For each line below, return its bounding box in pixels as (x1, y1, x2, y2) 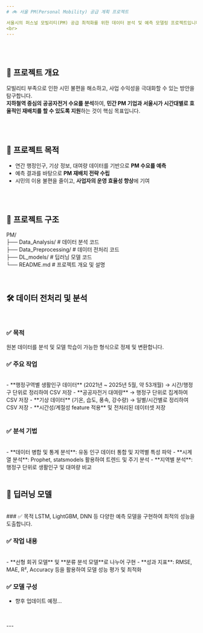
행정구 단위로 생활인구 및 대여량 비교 (6, 463, 92, 470)
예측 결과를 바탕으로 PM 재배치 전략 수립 (14, 170, 110, 177)
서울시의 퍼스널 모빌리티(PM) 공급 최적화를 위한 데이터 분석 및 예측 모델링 (6, 19, 169, 26)
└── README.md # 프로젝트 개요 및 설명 (6, 261, 106, 268)
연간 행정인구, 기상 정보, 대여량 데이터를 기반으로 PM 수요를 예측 (14, 162, 167, 169)
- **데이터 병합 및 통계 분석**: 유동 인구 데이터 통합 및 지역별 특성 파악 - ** (6, 448, 182, 455)
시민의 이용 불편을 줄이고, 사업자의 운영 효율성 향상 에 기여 (14, 177, 150, 184)
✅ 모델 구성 (6, 582, 37, 591)
